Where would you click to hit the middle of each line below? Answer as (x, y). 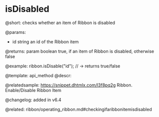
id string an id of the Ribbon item (45, 42)
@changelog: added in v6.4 (33, 100)
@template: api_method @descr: (38, 75)
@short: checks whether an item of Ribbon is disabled (60, 23)
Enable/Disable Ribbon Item (33, 90)
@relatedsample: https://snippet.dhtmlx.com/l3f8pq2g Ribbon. (69, 85)
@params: (16, 32)
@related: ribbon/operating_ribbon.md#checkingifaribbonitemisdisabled (79, 109)
